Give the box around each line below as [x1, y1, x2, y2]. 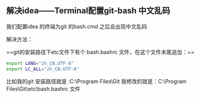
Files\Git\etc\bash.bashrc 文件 [6, 85, 81, 92]
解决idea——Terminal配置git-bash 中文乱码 [6, 5, 170, 16]
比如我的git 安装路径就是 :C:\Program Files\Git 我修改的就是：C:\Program [6, 78, 187, 85]
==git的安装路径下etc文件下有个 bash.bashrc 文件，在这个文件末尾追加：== [6, 48, 195, 55]
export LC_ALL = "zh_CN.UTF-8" [6, 66, 80, 72]
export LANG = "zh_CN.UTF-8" [6, 60, 74, 66]
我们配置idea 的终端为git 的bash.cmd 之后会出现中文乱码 [6, 23, 148, 30]
